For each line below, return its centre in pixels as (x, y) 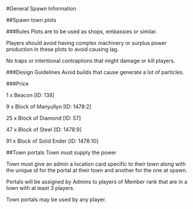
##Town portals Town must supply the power (61, 152)
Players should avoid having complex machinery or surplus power (86, 43)
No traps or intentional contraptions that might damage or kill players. (91, 61)
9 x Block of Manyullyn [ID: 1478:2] (49, 107)
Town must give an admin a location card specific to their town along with (96, 164)
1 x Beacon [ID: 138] (30, 95)
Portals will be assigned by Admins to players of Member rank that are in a (97, 182)
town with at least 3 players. (41, 188)
